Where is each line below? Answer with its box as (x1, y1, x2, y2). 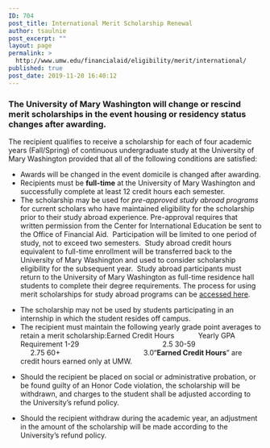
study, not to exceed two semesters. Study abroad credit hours (19, 238, 232, 247)
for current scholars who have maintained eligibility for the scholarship (19, 203, 255, 214)
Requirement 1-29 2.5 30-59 (19, 339, 196, 349)
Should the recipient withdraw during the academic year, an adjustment (19, 413, 258, 423)
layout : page (8, 42, 52, 50)
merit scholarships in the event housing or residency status (8, 108, 247, 119)
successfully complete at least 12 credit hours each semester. (19, 186, 226, 196)
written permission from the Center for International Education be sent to (19, 221, 262, 230)
